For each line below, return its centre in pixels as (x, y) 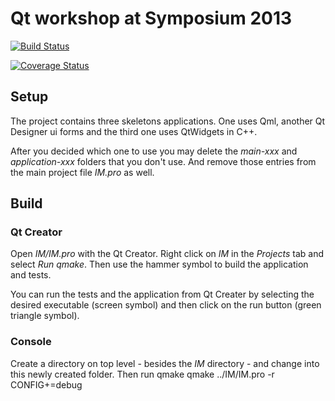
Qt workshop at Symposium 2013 (151, 18)
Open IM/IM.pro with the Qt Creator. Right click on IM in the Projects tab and (167, 254)
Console (31, 342)
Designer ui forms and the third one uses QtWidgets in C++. (134, 131)
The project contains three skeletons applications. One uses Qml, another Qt (168, 121)
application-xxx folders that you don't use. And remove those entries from (163, 161)
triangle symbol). (45, 316)
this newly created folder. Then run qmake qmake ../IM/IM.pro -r (142, 374)
